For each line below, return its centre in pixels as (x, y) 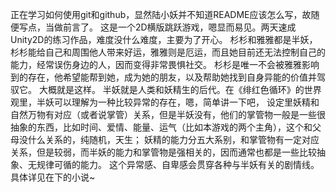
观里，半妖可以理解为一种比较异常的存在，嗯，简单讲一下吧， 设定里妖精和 (165, 102)
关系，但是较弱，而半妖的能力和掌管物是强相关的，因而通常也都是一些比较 (163, 152)
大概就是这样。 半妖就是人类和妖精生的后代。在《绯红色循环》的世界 (180, 89)
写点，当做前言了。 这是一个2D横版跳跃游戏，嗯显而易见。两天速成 (157, 27)
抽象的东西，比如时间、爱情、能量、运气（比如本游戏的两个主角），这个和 (161, 127)
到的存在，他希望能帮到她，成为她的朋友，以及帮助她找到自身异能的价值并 (163, 77)
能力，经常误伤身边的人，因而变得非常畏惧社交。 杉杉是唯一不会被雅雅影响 (165, 64)
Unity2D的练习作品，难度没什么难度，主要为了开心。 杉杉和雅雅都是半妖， (164, 39)
